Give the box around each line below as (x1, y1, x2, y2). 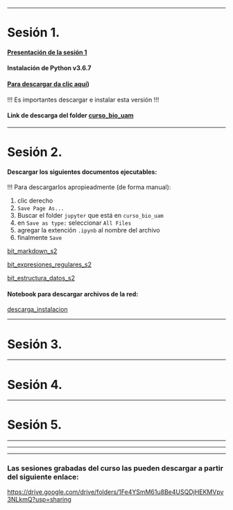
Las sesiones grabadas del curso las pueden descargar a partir (7, 463, 224, 473)
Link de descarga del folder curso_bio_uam (7, 111, 134, 120)
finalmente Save (17, 234, 62, 242)
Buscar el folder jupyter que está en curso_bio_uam (17, 212, 164, 220)
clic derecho (17, 196, 53, 205)
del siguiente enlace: (7, 472, 79, 482)
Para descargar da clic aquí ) (7, 79, 90, 88)
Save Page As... (17, 205, 64, 212)
